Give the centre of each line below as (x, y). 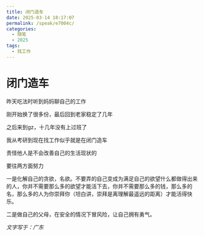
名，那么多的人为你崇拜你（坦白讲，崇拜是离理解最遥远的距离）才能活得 (97, 194)
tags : (13, 46)
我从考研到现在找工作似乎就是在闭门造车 (57, 140)
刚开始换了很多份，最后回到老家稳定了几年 (59, 114)
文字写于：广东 (25, 227)
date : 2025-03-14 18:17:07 (40, 18)
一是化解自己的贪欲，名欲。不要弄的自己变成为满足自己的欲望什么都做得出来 (102, 178)
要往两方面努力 (25, 166)
